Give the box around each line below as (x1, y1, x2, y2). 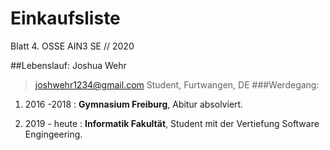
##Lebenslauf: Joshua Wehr (10, 59, 127, 71)
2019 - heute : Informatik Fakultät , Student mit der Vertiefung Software (24, 117, 320, 129)
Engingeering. (24, 128, 83, 140)
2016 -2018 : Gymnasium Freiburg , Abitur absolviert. (24, 98, 244, 110)
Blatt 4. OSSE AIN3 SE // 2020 (10, 40, 135, 52)
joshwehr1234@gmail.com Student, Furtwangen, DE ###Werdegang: (34, 78, 320, 91)
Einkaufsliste (10, 7, 121, 30)
